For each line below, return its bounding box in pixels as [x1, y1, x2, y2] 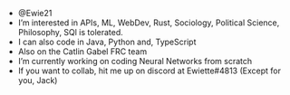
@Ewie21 [17, 8, 53, 18]
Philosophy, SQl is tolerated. [17, 27, 124, 37]
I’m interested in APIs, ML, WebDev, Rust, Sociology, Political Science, [17, 17, 280, 28]
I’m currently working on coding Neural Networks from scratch [17, 56, 253, 66]
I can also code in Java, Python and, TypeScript [17, 36, 197, 47]
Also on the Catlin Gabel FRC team [17, 46, 148, 57]
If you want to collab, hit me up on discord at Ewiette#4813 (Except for [17, 65, 281, 76]
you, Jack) [17, 75, 58, 85]
